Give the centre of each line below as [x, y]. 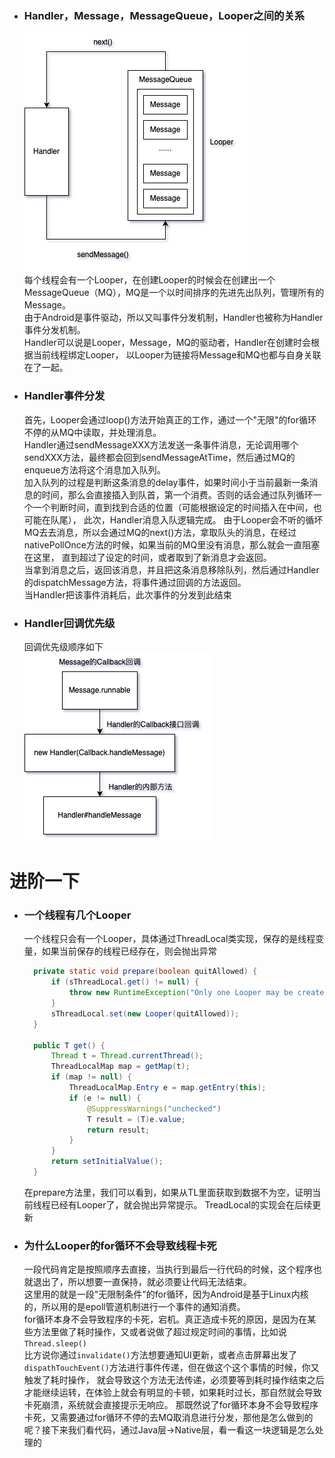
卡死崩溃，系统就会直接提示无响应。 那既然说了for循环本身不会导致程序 [171, 1405]
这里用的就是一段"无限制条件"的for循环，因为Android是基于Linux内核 [166, 1294]
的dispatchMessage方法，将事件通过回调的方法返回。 [135, 582]
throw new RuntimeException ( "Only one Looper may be [181, 993]
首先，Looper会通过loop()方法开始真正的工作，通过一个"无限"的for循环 [170, 419]
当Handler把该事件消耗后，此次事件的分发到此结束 [127, 594]
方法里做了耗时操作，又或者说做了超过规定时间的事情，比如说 [159, 1332]
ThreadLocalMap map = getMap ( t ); [120, 1067]
